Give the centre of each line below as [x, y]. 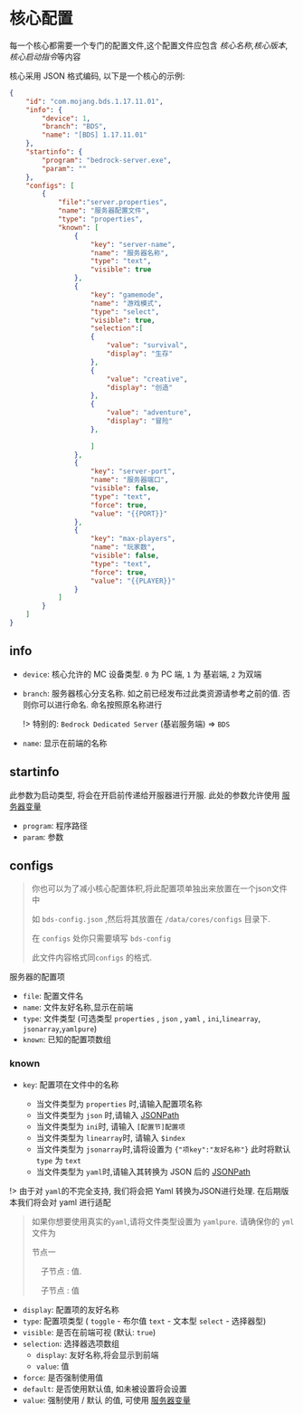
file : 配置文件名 [53, 996]
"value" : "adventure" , [149, 413]
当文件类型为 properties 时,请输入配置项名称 [119, 1104]
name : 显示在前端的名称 [65, 743]
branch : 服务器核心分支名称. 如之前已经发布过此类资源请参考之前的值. [151, 693]
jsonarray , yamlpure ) [60, 1029]
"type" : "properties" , [100, 219]
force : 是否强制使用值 [63, 1377]
